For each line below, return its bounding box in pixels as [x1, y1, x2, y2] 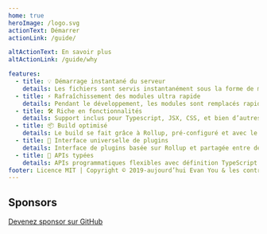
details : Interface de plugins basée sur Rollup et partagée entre [22, 144, 250, 152]
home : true [8, 11, 44, 20]
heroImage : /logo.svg [8, 19, 80, 27]
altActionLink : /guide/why [8, 56, 98, 64]
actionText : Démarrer [8, 26, 80, 34]
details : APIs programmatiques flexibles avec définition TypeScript [22, 158, 258, 167]
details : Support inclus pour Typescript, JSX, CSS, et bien [22, 115, 229, 123]
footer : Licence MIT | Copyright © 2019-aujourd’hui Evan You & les [8, 166, 240, 174]
